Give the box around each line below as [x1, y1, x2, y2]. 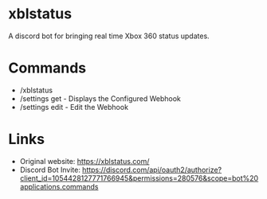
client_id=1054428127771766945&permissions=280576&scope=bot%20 [19, 173, 259, 183]
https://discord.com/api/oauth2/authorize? [82, 165, 222, 174]
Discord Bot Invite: [19, 165, 81, 174]
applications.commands [19, 181, 99, 191]
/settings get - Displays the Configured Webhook [19, 93, 182, 103]
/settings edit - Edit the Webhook [19, 102, 129, 111]
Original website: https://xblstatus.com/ [19, 156, 150, 166]
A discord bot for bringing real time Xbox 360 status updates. [8, 31, 210, 41]
